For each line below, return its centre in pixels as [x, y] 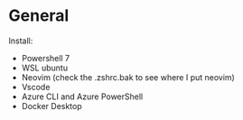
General [39, 16]
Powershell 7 [45, 58]
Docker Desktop [51, 106]
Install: [21, 41]
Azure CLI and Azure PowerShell [82, 97]
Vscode [36, 87]
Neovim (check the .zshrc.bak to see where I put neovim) [128, 77]
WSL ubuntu [45, 68]
